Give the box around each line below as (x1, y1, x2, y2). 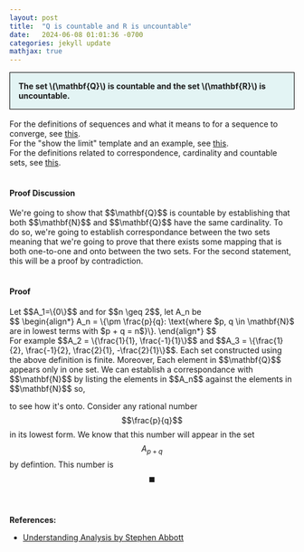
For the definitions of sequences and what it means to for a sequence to (9, 119, 279, 129)
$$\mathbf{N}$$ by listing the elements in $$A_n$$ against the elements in (9, 373, 292, 385)
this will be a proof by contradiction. (9, 255, 144, 267)
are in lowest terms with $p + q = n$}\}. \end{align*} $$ (9, 325, 217, 336)
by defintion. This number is (9, 459, 114, 471)
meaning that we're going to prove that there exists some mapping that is (9, 236, 282, 247)
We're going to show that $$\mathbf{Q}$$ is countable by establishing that (9, 207, 290, 218)
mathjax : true (9, 47, 63, 56)
